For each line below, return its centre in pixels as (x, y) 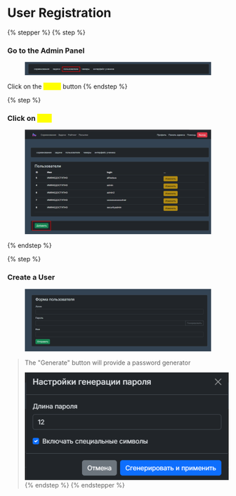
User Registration (59, 13)
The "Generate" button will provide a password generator (107, 363)
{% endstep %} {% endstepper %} (74, 485)
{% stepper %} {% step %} (46, 32)
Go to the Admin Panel (46, 51)
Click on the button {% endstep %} (67, 86)
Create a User (31, 278)
